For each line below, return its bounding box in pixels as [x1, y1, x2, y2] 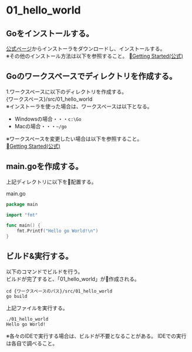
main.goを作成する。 [6, 161, 83, 171]
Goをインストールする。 [6, 28, 94, 38]
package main [6, 201, 38, 207]
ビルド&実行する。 [6, 251, 73, 261]
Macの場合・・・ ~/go [14, 122, 67, 129]
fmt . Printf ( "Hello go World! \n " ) [16, 228, 99, 234]
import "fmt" [6, 212, 38, 218]
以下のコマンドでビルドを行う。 [6, 268, 83, 275]
